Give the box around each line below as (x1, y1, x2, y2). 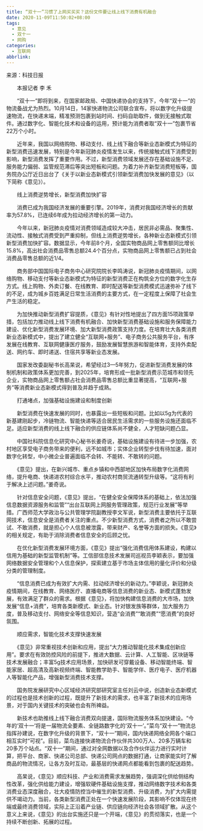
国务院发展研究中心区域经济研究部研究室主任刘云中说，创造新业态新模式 (16, 686, 197, 694)
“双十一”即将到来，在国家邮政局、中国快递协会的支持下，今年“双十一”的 (16, 97, 196, 104)
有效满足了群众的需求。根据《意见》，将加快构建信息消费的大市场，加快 (16, 594, 195, 602)
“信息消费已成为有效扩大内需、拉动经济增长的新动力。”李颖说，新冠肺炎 (16, 579, 194, 587)
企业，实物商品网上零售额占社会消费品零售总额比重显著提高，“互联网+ (6, 376, 182, 383)
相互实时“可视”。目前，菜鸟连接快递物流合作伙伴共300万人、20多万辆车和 (6, 737, 192, 744)
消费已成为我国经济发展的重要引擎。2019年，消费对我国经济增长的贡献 (16, 203, 193, 211)
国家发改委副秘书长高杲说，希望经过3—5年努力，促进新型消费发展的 (16, 361, 187, 368)
